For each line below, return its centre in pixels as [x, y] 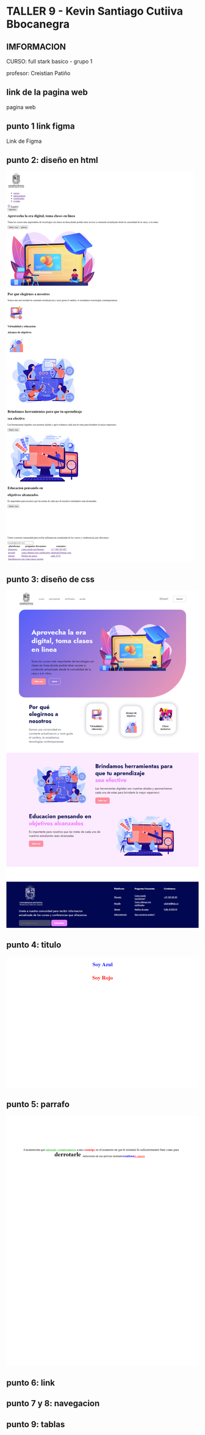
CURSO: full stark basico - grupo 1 [49, 61]
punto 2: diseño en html [52, 160]
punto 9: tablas [36, 1424]
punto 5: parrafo [38, 1104]
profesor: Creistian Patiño [38, 73]
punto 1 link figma [41, 126]
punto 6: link [31, 1383]
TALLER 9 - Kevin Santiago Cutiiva [95, 11]
